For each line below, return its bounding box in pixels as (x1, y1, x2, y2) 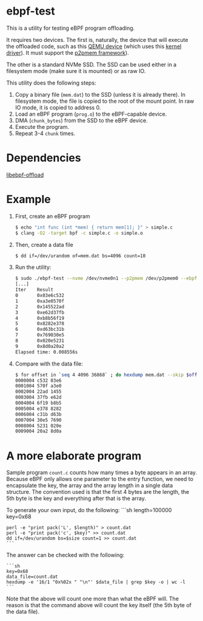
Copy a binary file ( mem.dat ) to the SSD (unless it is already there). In (15, 91, 186, 98)
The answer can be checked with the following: (6, 552, 125, 559)
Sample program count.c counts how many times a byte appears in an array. (6, 469, 198, 476)
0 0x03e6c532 (15, 293, 65, 299)
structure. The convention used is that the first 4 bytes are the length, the (6, 488, 190, 496)
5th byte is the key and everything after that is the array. (6, 494, 147, 502)
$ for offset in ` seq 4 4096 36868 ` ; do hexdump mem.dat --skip (15, 372, 184, 378)
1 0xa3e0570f (15, 298, 65, 304)
